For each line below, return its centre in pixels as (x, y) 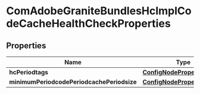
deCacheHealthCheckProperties (88, 23)
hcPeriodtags (29, 72)
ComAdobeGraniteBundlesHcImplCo (99, 11)
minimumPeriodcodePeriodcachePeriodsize (73, 82)
